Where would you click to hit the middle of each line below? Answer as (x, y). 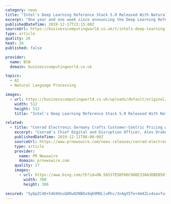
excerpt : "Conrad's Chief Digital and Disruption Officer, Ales (84, 132)
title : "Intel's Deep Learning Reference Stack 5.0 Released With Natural (86, 15)
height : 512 (27, 109)
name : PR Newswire (38, 156)
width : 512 (26, 104)
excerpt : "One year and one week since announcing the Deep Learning (81, 19)
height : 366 (36, 184)
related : (15, 123)
